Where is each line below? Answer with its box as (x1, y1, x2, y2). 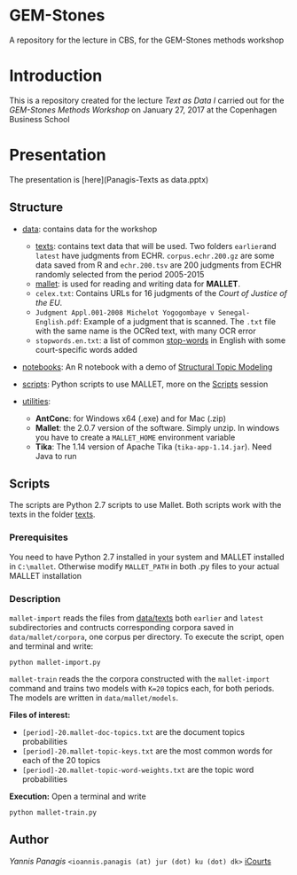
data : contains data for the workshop (21, 223, 158, 234)
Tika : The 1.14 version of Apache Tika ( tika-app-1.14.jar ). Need (35, 441, 272, 452)
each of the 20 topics (21, 755, 101, 766)
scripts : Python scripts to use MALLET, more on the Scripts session (21, 379, 269, 389)
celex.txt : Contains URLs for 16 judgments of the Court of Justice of (35, 287, 288, 298)
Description (9, 592, 61, 605)
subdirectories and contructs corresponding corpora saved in (9, 622, 235, 633)
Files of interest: (9, 710, 71, 721)
